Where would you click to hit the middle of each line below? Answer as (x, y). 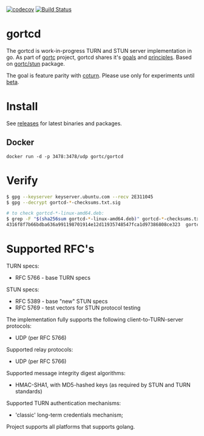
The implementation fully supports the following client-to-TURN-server (95, 319)
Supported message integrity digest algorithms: (66, 373)
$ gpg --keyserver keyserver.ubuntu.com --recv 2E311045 (80, 197)
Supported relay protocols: (40, 349)
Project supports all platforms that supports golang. (71, 426)
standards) (29, 391)
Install (22, 107)
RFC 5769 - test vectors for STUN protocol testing (78, 308)
